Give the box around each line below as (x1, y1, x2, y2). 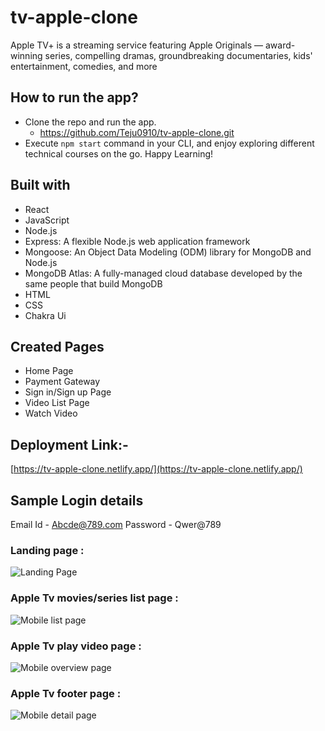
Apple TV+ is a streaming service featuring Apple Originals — (10, 39, 264, 51)
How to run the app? (10, 89, 139, 106)
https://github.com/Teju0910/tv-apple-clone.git (39, 126, 235, 138)
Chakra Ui (24, 309, 67, 321)
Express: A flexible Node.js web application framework (24, 235, 251, 247)
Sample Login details (10, 492, 144, 509)
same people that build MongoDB (24, 277, 163, 290)
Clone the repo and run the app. (24, 116, 157, 128)
